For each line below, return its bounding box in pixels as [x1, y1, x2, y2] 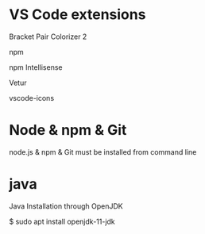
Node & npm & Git [9, 121, 127, 140]
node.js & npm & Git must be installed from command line [9, 147, 197, 156]
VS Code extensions [9, 6, 146, 24]
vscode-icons [9, 93, 55, 102]
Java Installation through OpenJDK [9, 201, 123, 211]
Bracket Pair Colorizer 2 [9, 32, 87, 41]
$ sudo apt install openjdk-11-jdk [9, 217, 116, 226]
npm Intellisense [9, 62, 63, 72]
